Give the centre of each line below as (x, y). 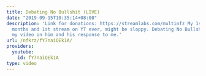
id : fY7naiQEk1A (38, 58)
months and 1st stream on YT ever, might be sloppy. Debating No (97, 29)
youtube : (23, 52)
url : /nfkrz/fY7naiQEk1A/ (39, 40)
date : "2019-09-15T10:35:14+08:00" (52, 18)
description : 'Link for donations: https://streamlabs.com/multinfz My (100, 23)
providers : (20, 47)
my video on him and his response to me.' (67, 35)
